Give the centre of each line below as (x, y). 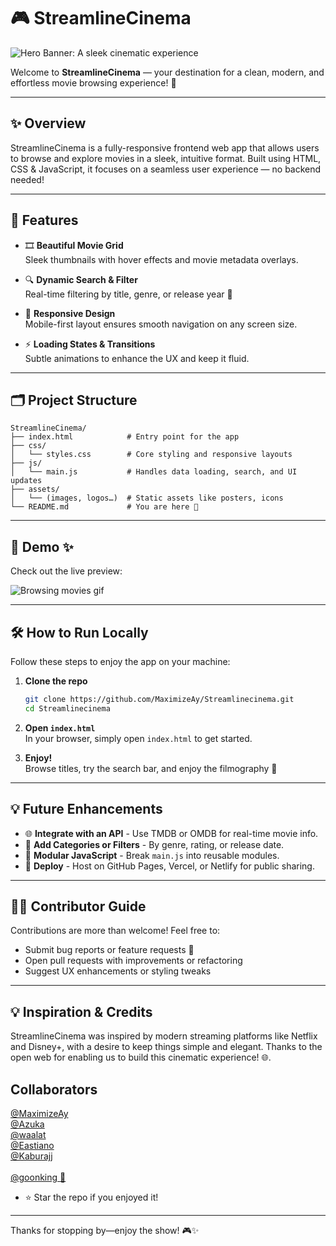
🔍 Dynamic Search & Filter (81, 279)
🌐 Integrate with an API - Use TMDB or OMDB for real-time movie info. (171, 833)
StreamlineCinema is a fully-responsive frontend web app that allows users (165, 147)
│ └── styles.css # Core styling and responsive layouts (151, 455)
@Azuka (27, 1124)
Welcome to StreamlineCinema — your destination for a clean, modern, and (167, 72)
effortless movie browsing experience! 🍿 (93, 82)
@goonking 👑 (38, 1177)
